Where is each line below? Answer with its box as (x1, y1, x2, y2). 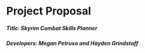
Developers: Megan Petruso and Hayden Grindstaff (6, 40, 139, 47)
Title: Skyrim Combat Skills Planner (6, 24, 98, 31)
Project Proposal (6, 4, 92, 18)
